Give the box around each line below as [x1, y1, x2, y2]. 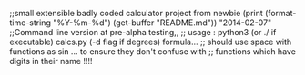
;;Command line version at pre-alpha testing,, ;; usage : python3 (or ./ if [9, 27, 277, 37]
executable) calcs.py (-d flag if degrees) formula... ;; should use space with [9, 36, 292, 47]
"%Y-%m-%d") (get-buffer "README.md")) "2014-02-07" [53, 17, 272, 28]
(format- [265, 8, 297, 18]
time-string [9, 17, 52, 28]
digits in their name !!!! [9, 56, 93, 66]
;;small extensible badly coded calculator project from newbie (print [9, 8, 264, 18]
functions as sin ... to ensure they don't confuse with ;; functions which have [9, 46, 296, 57]
